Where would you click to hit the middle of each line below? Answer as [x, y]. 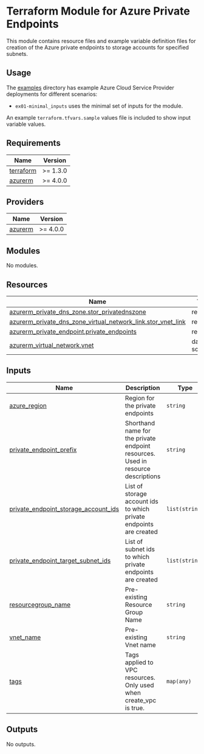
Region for [140, 398]
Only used [139, 685]
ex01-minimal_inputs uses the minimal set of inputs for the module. [99, 106]
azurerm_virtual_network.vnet [52, 345]
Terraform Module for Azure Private [98, 11]
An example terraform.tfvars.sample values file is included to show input [99, 117]
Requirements [33, 143]
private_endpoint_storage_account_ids [64, 509]
